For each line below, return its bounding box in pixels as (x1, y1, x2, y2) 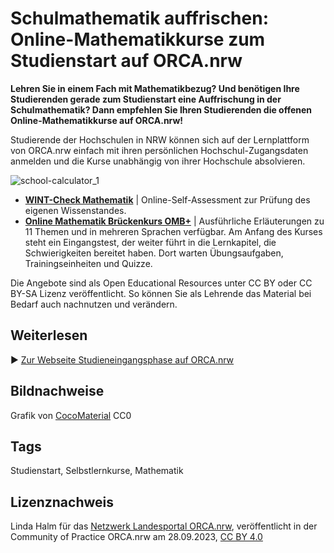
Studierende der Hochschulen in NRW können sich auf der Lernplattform (10, 133, 310, 146)
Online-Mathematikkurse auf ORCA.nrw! (10, 114, 184, 126)
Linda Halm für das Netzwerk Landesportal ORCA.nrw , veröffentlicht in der (10, 520, 318, 532)
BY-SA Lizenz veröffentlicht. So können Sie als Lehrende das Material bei (10, 287, 312, 299)
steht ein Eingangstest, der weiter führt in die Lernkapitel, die (24, 236, 277, 248)
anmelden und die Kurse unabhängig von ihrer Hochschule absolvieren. (10, 155, 306, 167)
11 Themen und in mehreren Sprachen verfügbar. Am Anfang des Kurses (24, 225, 323, 237)
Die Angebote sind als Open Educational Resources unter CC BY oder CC (10, 277, 313, 289)
